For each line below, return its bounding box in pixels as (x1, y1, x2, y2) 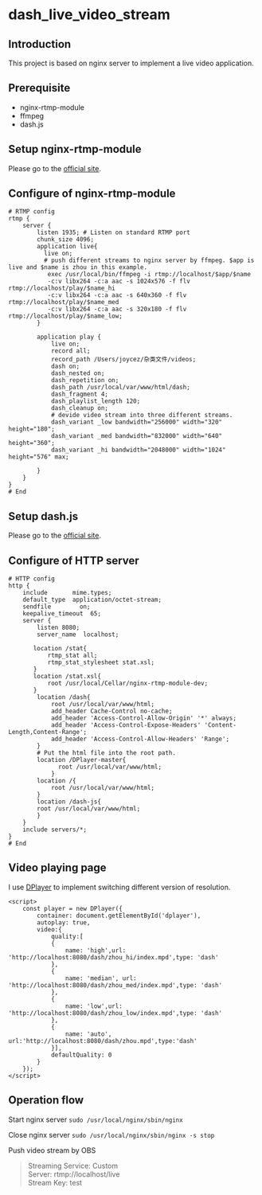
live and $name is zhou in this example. (8, 264, 148, 271)
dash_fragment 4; (50, 390, 109, 399)
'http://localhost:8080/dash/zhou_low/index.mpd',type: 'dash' (8, 1009, 223, 1017)
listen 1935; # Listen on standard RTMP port (37, 228, 191, 236)
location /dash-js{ (37, 798, 102, 806)
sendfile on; (22, 603, 91, 611)
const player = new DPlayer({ (22, 904, 123, 912)
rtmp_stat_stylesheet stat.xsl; (47, 658, 155, 666)
